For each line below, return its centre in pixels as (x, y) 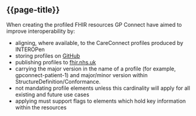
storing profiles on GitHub (47, 56)
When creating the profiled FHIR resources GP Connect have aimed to (94, 24)
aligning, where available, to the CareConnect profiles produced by (99, 43)
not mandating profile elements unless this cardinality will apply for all (103, 88)
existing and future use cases (52, 94)
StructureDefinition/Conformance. (58, 81)
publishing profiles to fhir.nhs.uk (55, 62)
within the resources (41, 107)
